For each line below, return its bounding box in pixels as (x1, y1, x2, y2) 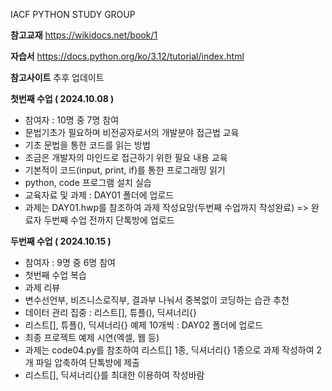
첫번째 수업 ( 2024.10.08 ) (10, 93, 115, 104)
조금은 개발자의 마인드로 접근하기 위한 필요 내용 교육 (24, 152, 228, 163)
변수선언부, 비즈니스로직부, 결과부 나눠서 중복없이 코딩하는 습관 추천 (24, 294, 290, 306)
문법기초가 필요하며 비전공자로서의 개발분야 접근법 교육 (24, 127, 240, 138)
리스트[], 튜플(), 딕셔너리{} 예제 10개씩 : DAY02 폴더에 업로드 (24, 319, 264, 331)
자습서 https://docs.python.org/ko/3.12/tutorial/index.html (10, 50, 245, 62)
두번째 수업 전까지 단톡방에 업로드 (43, 214, 175, 226)
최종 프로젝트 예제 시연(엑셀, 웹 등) (24, 332, 160, 343)
